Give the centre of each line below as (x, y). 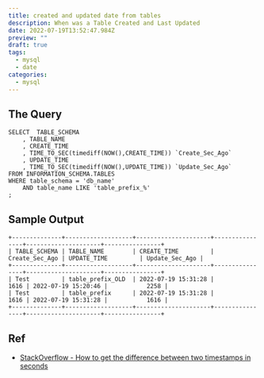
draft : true (28, 45)
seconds (34, 365)
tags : (17, 52)
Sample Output (46, 219)
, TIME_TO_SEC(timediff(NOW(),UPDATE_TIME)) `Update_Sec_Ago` (127, 168)
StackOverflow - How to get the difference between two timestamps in (135, 357)
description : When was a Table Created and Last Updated (104, 23)
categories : (28, 75)
